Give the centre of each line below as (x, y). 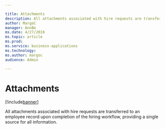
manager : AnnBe (21, 28)
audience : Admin (22, 60)
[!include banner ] (22, 102)
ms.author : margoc (24, 55)
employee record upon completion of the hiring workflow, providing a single (82, 117)
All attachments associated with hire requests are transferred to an (72, 112)
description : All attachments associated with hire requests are (73, 18)
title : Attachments (25, 14)
